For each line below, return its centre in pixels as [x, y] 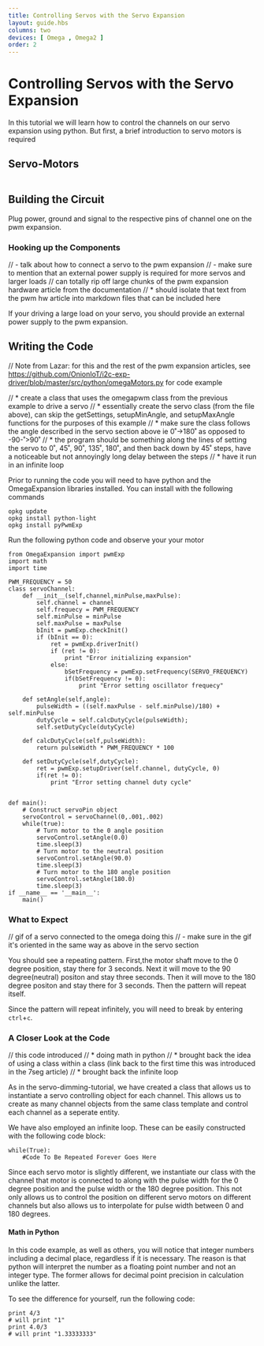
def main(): [28, 803]
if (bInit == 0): [65, 637]
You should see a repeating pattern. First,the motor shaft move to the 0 [123, 961]
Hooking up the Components [64, 247]
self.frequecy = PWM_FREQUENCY [88, 609]
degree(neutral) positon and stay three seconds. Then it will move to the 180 [132, 977]
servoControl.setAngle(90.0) [84, 858]
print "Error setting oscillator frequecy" [151, 685]
